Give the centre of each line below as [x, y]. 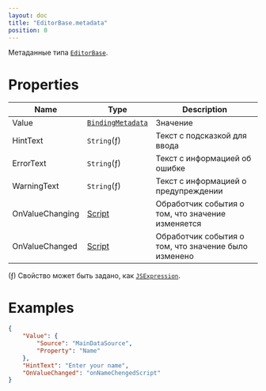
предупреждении [189, 191]
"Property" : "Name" [69, 351]
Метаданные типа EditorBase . [58, 53]
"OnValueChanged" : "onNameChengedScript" [91, 373]
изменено [175, 256]
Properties [44, 85]
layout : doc [28, 15]
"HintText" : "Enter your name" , [76, 365]
